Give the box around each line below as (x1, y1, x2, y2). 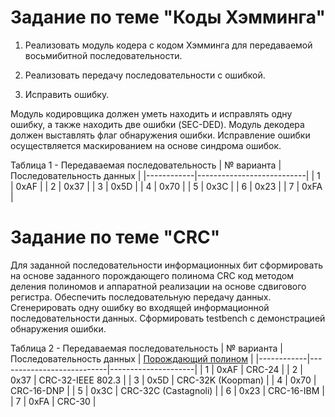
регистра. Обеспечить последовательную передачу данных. (10, 291, 272, 303)
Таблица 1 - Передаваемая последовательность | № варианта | (10, 159, 282, 171)
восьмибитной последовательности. (24, 49, 183, 61)
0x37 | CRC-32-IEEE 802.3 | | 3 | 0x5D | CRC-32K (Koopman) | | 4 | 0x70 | (10, 374, 317, 386)
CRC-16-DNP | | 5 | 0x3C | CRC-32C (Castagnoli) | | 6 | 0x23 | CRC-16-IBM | (10, 384, 325, 396)
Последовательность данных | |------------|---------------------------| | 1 (10, 169, 321, 181)
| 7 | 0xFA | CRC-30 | (10, 395, 97, 407)
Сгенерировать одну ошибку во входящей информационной (10, 301, 270, 313)
